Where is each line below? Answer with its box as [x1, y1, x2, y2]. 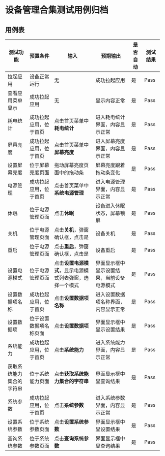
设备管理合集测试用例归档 [5, 4, 109, 16]
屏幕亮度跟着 [95, 162, 125, 168]
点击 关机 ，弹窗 [54, 227, 89, 233]
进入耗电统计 [95, 114, 125, 121]
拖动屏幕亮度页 [54, 162, 89, 168]
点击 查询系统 [54, 435, 84, 442]
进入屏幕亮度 [95, 138, 125, 144]
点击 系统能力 [54, 347, 84, 353]
